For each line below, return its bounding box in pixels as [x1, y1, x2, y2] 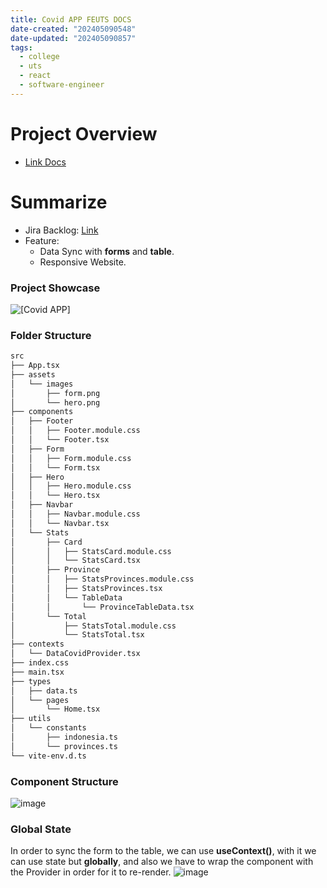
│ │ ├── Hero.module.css [10, 481, 132, 491]
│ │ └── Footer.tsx [10, 435, 110, 445]
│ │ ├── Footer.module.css [10, 426, 141, 436]
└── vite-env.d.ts [10, 751, 87, 761]
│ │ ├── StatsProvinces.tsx [10, 584, 163, 594]
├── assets [10, 369, 56, 380]
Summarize [10, 191, 108, 213]
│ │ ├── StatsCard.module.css [10, 546, 172, 556]
